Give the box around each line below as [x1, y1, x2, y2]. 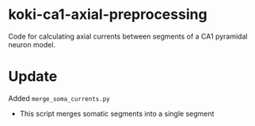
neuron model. [8, 39, 56, 49]
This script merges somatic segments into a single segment [19, 109, 215, 118]
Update [8, 68, 58, 86]
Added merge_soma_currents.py [8, 93, 110, 103]
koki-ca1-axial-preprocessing [8, 6, 207, 24]
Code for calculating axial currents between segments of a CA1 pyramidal [8, 31, 248, 41]
